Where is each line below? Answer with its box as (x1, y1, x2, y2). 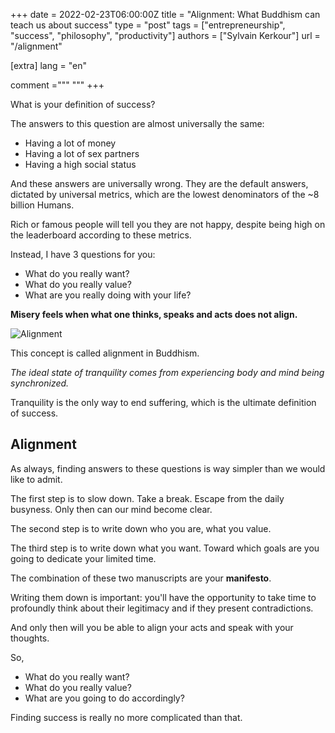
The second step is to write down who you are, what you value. (10, 522, 272, 534)
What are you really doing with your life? (24, 289, 192, 301)
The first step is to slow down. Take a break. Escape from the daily (10, 492, 285, 504)
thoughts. (10, 632, 50, 644)
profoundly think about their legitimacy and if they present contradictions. (10, 602, 314, 614)
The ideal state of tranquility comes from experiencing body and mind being (10, 367, 325, 378)
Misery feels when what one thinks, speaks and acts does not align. (10, 309, 298, 320)
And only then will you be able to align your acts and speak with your (10, 621, 294, 633)
